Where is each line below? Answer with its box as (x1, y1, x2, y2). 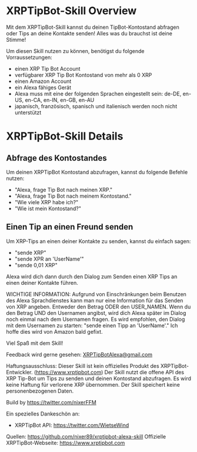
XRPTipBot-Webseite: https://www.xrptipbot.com (6, 439, 125, 446)
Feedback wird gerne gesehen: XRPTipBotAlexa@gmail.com (6, 351, 153, 358)
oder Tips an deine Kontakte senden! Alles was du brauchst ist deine (6, 29, 172, 36)
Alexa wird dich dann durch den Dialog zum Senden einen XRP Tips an (6, 272, 178, 280)
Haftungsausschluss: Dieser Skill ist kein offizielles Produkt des (6, 362, 160, 369)
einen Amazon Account (14, 78, 72, 85)
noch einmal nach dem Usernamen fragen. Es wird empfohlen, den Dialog (6, 315, 185, 323)
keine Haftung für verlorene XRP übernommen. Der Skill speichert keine (6, 381, 181, 388)
